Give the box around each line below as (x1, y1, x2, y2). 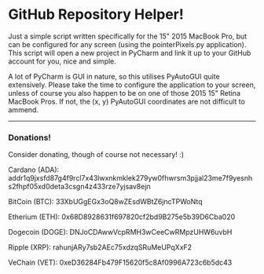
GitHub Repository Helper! (8, 5, 185, 24)
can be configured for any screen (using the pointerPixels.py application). (8, 39, 247, 49)
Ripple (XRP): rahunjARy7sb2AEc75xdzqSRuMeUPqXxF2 (8, 243, 192, 252)
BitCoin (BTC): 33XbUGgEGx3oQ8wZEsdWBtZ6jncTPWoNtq (8, 197, 203, 206)
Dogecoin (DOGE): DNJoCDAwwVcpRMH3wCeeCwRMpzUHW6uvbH (8, 228, 233, 237)
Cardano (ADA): (8, 165, 60, 174)
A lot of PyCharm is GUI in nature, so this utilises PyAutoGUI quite (8, 71, 220, 81)
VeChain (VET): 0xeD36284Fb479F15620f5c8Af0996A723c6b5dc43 (8, 258, 233, 268)
